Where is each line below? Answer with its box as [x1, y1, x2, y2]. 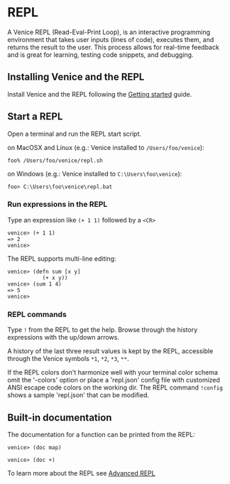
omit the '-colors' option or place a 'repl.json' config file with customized [7, 376, 220, 384]
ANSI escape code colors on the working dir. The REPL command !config [7, 383, 224, 392]
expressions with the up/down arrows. [7, 333, 119, 342]
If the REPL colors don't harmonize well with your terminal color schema [7, 368, 219, 377]
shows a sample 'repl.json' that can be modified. [7, 391, 150, 399]
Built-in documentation [7, 412, 112, 424]
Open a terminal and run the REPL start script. [7, 129, 142, 138]
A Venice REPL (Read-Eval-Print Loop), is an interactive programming [7, 28, 211, 36]
